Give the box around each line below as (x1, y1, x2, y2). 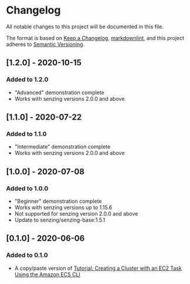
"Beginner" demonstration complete (14, 198, 102, 204)
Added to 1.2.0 (6, 75, 49, 84)
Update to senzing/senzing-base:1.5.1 (14, 216, 106, 223)
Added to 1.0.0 (6, 184, 49, 192)
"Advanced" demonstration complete (14, 89, 104, 96)
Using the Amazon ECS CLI (14, 270, 81, 278)
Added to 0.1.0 (6, 251, 48, 259)
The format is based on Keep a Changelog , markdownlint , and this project (6, 34, 185, 41)
